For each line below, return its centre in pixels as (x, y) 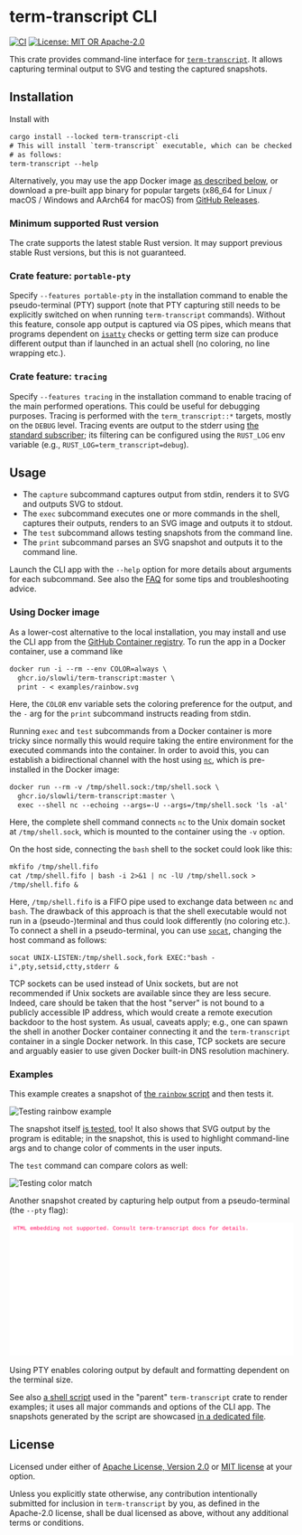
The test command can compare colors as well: (99, 1166)
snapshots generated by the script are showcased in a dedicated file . (138, 1416)
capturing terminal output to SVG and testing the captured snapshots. (138, 69)
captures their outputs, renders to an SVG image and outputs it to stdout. (157, 523)
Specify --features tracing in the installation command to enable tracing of (151, 396)
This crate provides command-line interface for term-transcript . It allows (146, 59)
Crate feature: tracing (59, 377)
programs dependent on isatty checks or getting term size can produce (144, 334)
